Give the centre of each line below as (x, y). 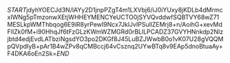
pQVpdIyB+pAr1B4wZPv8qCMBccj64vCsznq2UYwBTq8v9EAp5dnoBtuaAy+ (115, 46)
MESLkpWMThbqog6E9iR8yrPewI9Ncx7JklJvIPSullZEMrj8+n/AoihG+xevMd (115, 24)
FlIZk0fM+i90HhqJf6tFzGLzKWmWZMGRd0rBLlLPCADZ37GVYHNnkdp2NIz (115, 32)
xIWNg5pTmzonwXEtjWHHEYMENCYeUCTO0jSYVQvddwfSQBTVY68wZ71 (113, 17)
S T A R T (17, 10)
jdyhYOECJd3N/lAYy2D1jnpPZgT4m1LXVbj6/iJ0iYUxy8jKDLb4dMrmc (125, 10)
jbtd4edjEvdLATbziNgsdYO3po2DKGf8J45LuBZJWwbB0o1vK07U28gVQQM (115, 39)
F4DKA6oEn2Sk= (32, 53)
